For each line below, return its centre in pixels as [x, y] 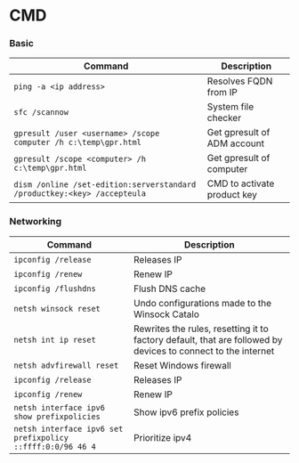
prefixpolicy [41, 438]
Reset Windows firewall [182, 365]
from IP [222, 93]
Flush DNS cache [170, 288]
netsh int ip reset [55, 340]
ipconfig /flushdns [55, 288]
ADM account [236, 143]
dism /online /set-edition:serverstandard [105, 185]
